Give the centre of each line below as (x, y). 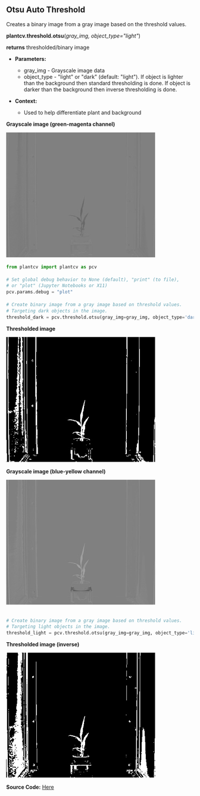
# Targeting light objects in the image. (58, 627)
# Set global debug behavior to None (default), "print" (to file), (93, 280)
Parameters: (30, 58)
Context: (26, 101)
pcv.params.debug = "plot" (40, 292)
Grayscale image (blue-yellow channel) (56, 471)
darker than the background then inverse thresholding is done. (100, 89)
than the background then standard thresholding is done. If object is (107, 83)
